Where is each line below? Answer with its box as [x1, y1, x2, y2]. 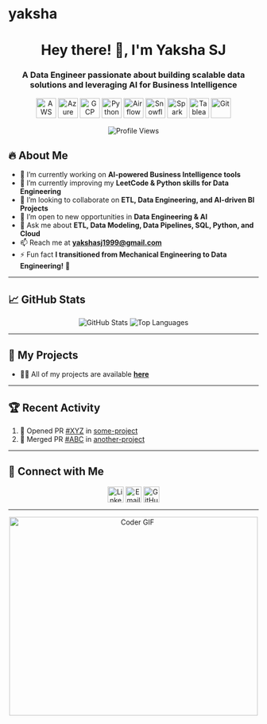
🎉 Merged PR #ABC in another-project [19, 434, 145, 443]
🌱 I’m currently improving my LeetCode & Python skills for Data [19, 178, 229, 188]
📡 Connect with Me [8, 465, 105, 478]
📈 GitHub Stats [8, 292, 86, 306]
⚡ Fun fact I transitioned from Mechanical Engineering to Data [19, 250, 227, 259]
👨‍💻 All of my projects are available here [19, 370, 149, 379]
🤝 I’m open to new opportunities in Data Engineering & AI [19, 212, 208, 222]
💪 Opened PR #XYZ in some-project [19, 426, 138, 436]
